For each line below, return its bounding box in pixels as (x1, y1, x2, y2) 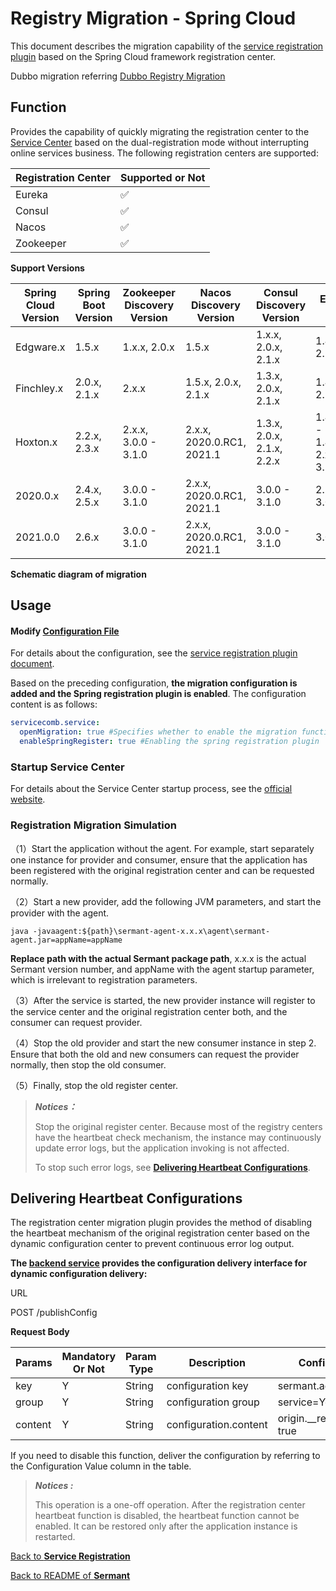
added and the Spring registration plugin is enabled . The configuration (10, 688, 307, 700)
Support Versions (10, 262, 85, 274)
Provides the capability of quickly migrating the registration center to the (10, 125, 310, 137)
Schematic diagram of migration (10, 568, 147, 580)
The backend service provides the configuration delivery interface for (10, 1257, 308, 1269)
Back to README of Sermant (10, 1570, 131, 1582)
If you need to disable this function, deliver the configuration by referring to (10, 1450, 321, 1462)
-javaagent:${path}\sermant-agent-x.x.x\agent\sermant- (32, 926, 271, 936)
